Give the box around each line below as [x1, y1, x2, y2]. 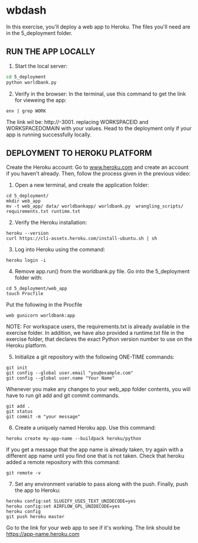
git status [6, 408, 33, 415]
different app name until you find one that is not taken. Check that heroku [6, 452, 184, 459]
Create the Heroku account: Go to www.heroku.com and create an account [6, 164, 189, 171]
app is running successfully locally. [6, 131, 92, 138]
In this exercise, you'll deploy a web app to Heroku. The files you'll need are [6, 23, 191, 30]
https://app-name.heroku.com [6, 531, 80, 538]
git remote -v [6, 470, 41, 476]
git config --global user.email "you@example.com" [6, 370, 134, 376]
